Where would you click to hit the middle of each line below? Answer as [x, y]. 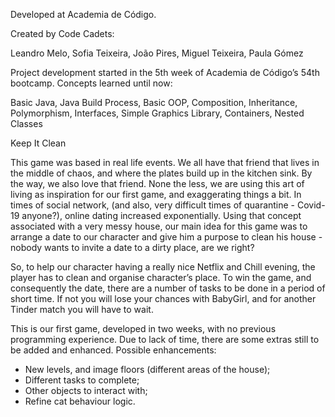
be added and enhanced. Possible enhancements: [113, 350]
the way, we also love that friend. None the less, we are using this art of [157, 183]
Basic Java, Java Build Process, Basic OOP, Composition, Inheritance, [154, 102]
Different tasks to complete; [82, 380]
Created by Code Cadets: [62, 33]
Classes [26, 123]
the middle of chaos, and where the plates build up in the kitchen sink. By [161, 173]
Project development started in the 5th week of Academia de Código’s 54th [165, 72]
